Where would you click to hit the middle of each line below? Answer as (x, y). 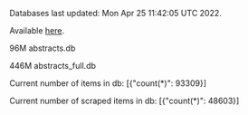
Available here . (37, 30)
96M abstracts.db (43, 48)
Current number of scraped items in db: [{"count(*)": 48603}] (124, 101)
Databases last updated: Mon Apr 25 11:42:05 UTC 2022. (115, 13)
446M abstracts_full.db (53, 66)
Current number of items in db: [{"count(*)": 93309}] (108, 83)
